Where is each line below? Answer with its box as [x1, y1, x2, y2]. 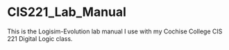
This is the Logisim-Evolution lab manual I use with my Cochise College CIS [7, 27, 223, 35]
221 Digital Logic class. [7, 34, 73, 42]
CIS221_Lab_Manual [7, 4, 127, 20]
